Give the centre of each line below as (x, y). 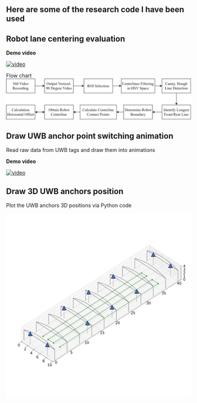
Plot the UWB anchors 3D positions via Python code (69, 205)
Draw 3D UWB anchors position (65, 191)
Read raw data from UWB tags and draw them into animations (81, 150)
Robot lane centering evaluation (66, 38)
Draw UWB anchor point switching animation (90, 136)
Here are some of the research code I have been (95, 10)
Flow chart (19, 76)
